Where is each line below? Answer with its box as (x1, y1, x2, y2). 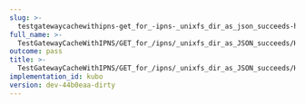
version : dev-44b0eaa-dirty (9, 80, 116, 90)
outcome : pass (9, 47, 64, 56)
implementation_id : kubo (9, 72, 103, 81)
